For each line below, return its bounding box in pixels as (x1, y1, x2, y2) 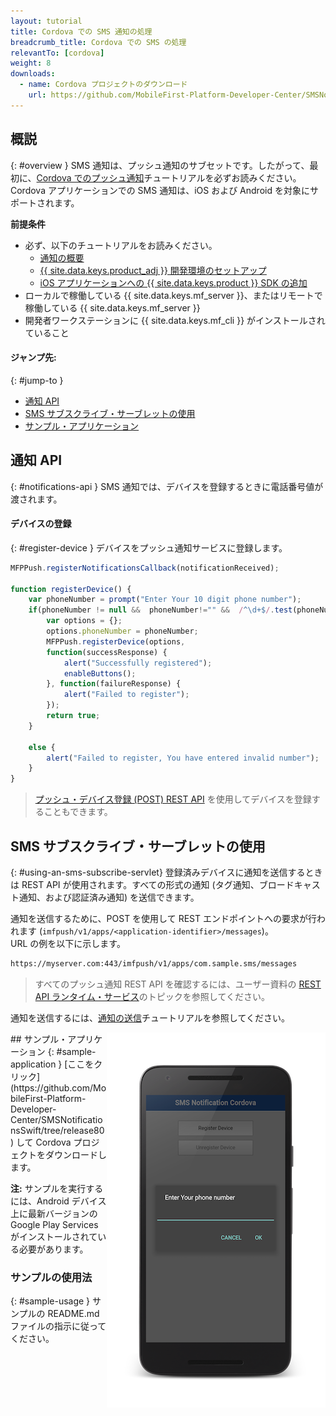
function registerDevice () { (10, 584, 132, 594)
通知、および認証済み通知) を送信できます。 (18, 891, 200, 903)
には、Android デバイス (10, 1195, 107, 1207)
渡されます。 (10, 493, 63, 505)
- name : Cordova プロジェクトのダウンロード (19, 80, 188, 90)
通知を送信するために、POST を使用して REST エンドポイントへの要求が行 (10, 912, 317, 924)
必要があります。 (18, 1243, 89, 1255)
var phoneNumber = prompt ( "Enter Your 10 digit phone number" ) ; (28, 595, 302, 605)
